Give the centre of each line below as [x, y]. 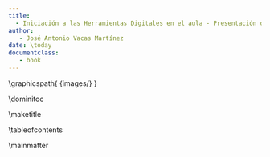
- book [30, 61]
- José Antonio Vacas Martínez [72, 38]
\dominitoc [26, 99]
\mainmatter [29, 145]
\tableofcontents [35, 130]
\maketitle [25, 114]
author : [21, 30]
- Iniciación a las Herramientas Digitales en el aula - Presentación [136, 23]
